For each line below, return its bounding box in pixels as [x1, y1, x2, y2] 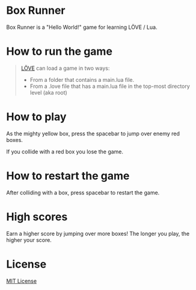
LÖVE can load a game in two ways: [20, 64, 110, 72]
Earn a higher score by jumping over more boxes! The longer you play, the [6, 230, 190, 237]
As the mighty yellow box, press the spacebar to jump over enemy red [6, 130, 180, 137]
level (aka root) [29, 88, 67, 96]
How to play [6, 110, 67, 124]
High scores [6, 210, 68, 223]
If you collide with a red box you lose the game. [6, 148, 124, 155]
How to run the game [6, 45, 113, 58]
